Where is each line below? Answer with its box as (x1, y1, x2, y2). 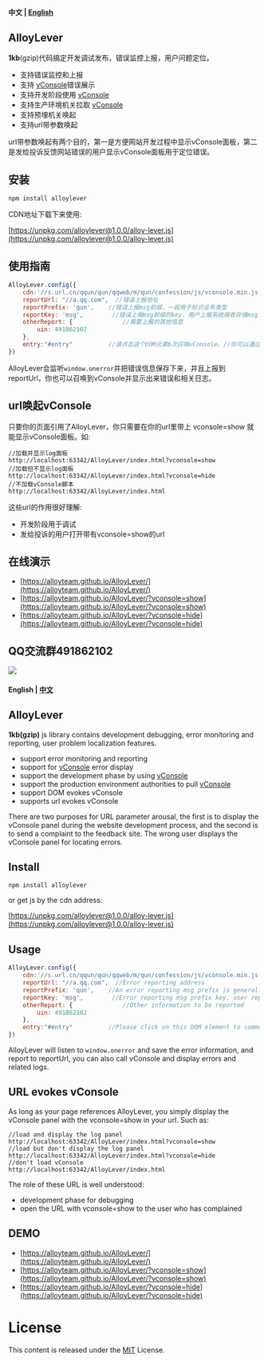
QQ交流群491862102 (8, 644, 113, 657)
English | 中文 (8, 685, 54, 694)
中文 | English (8, 7, 54, 17)
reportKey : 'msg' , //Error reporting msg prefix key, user (22, 993, 248, 1001)
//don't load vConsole (8, 1158, 84, 1167)
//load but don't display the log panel (8, 1144, 145, 1152)
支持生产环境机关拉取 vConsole (19, 100, 124, 110)
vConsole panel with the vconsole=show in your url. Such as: (8, 1115, 209, 1124)
